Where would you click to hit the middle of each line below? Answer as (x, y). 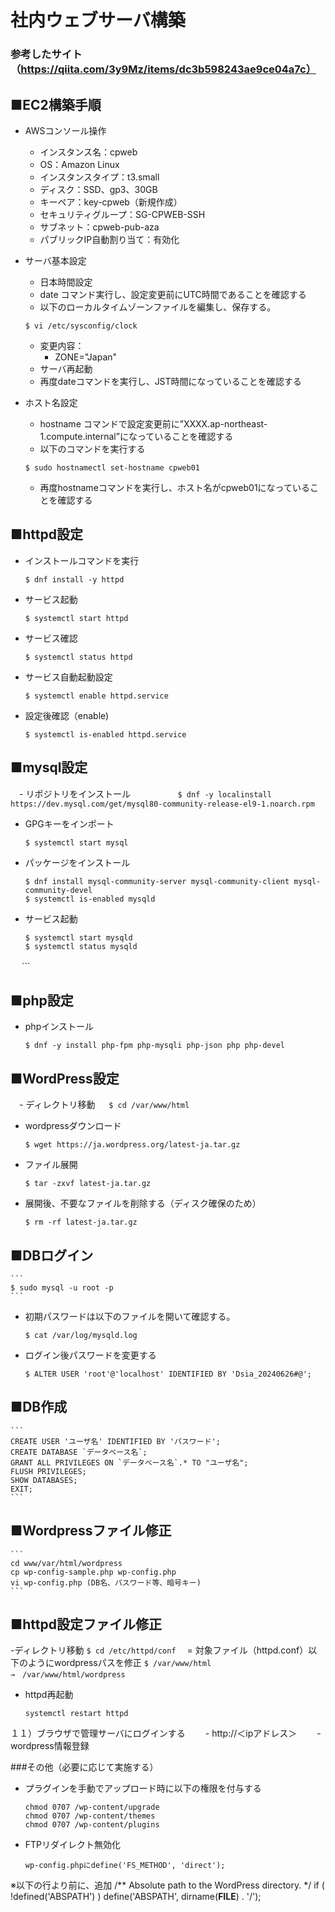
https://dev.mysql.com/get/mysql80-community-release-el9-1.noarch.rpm (162, 804)
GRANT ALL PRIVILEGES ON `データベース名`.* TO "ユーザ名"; (129, 1462)
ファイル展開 (51, 1165)
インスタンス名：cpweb (88, 152)
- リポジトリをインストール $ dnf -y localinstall (145, 793)
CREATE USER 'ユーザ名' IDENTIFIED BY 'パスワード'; (115, 1441)
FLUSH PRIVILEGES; (48, 1471)
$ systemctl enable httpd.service (96, 696)
